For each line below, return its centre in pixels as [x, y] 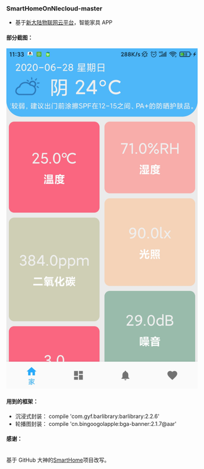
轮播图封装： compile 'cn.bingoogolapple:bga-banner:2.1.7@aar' [96, 423]
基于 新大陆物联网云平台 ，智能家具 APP [64, 23]
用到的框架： [22, 401]
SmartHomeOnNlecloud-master [54, 9]
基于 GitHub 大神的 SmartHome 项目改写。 [58, 460]
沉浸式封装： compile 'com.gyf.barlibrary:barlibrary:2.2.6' [87, 416]
